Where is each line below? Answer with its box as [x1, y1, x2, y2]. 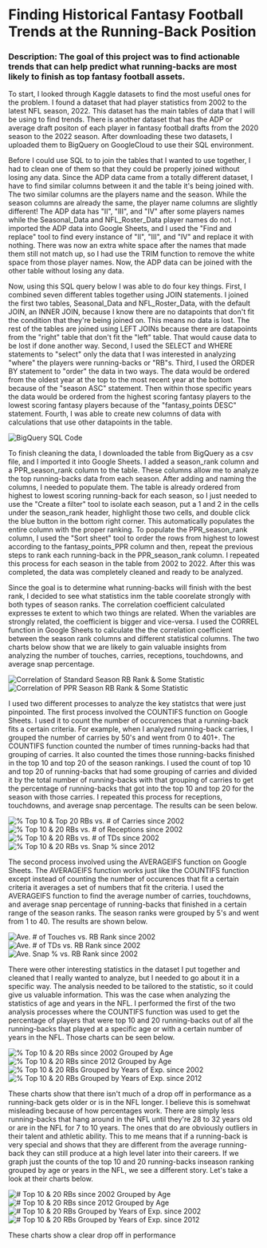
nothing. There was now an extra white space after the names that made [8, 241, 247, 250]
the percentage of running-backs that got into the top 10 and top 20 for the [8, 783, 254, 793]
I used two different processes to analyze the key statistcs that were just [8, 699, 246, 708]
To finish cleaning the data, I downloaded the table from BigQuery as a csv [8, 449, 253, 458]
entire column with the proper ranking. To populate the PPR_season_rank [8, 525, 248, 535]
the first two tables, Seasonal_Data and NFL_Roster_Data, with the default [8, 298, 251, 309]
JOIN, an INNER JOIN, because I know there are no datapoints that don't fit [8, 307, 255, 317]
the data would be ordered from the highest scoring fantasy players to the [8, 392, 251, 401]
